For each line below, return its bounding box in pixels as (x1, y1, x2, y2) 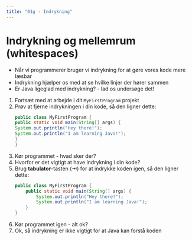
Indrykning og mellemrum (6, 34, 136, 47)
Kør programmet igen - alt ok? (14, 221, 89, 228)
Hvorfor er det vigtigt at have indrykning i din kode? (14, 158, 141, 166)
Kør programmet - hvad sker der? (14, 152, 96, 160)
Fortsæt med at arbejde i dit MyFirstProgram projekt (14, 96, 139, 103)
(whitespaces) (6, 47, 79, 60)
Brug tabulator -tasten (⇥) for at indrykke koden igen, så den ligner (14, 165, 179, 172)
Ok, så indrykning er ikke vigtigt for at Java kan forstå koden (14, 227, 162, 234)
